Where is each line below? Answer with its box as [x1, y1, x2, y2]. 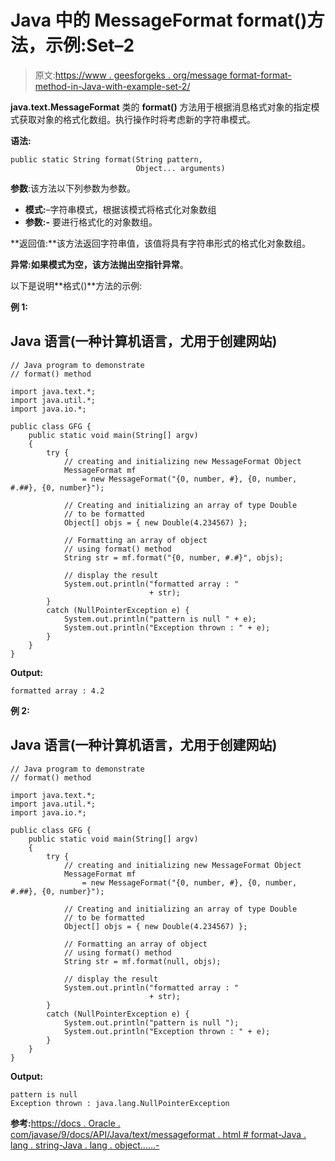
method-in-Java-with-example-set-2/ [34, 80, 191, 92]
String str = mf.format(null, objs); [63, 956, 222, 966]
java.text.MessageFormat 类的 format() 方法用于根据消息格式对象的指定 [10, 101, 312, 113]
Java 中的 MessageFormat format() [10, 9, 308, 32]
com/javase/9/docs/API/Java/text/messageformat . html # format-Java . [10, 1128, 307, 1140]
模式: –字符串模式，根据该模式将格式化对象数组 [24, 203, 217, 215]
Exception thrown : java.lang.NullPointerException [10, 1098, 230, 1108]
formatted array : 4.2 [10, 686, 105, 696]
